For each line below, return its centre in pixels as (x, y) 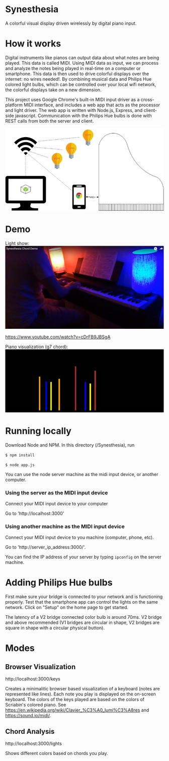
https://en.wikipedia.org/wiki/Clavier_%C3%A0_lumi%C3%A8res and (77, 710)
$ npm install (20, 455)
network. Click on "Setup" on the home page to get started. (67, 607)
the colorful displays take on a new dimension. (53, 90)
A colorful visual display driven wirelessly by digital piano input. (71, 23)
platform (14, 105)
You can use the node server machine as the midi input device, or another (82, 474)
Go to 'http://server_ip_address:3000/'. (46, 547)
